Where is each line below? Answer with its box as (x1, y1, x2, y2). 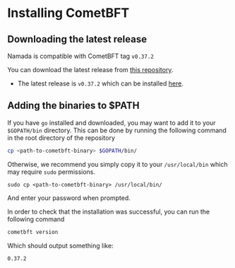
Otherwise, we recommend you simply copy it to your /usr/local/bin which (7, 160, 228, 168)
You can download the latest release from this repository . (7, 66, 174, 74)
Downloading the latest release (7, 33, 147, 45)
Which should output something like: (7, 241, 114, 250)
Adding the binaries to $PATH (7, 100, 140, 112)
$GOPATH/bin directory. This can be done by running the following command (7, 126, 227, 134)
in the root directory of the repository (7, 133, 115, 142)
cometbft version (7, 228, 59, 235)
